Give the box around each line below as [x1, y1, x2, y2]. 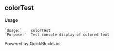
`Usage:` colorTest [4, 28, 51, 33]
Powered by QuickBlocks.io [4, 40, 60, 46]
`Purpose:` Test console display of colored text [4, 32, 110, 37]
